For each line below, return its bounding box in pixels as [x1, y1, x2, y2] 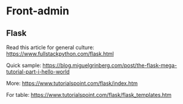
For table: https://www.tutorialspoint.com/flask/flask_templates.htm [6, 91, 172, 98]
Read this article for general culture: [6, 44, 94, 51]
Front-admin [6, 4, 70, 18]
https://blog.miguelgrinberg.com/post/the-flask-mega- [42, 62, 177, 69]
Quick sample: [6, 62, 42, 69]
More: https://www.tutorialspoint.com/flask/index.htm [6, 79, 138, 87]
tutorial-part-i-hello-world [6, 68, 70, 75]
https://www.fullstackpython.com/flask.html [6, 50, 114, 57]
